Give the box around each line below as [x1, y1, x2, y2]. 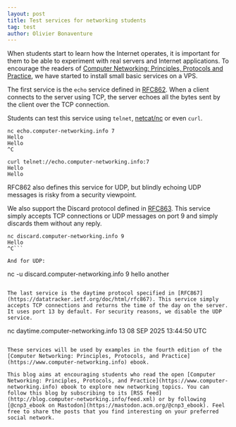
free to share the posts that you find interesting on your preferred [7, 408, 219, 416]
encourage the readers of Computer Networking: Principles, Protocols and [7, 64, 223, 73]
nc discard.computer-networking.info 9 [7, 233, 125, 240]
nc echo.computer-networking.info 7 [7, 128, 115, 135]
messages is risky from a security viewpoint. [7, 191, 137, 199]
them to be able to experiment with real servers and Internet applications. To [7, 57, 230, 66]
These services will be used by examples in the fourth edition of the [7, 347, 222, 354]
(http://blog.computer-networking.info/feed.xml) [7, 396, 156, 403]
